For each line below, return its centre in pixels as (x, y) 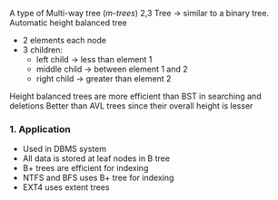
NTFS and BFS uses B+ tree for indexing (98, 178)
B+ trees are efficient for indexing (85, 168)
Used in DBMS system (65, 149)
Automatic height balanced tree (68, 23)
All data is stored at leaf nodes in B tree (96, 158)
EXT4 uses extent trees (66, 187)
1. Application (40, 129)
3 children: (43, 50)
